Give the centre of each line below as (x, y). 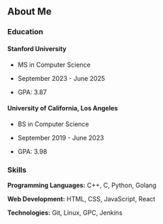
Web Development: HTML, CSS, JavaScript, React (81, 199)
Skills (17, 169)
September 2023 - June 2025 (61, 78)
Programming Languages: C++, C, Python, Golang (82, 185)
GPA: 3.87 (32, 92)
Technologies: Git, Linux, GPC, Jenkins (65, 213)
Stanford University (37, 48)
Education (26, 32)
